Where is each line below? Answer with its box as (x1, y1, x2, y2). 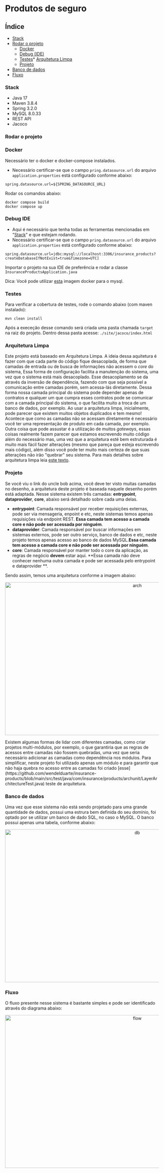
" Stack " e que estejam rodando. (12, 231, 77, 237)
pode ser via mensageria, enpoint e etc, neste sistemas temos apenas (12, 511, 153, 517)
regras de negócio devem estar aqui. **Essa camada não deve (12, 552, 140, 558)
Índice (5, 23, 24, 31)
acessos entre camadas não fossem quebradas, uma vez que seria (5, 749, 140, 755)
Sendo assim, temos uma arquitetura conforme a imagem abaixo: (5, 572, 136, 578)
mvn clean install (5, 316, 42, 321)
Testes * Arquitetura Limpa (19, 56, 72, 62)
